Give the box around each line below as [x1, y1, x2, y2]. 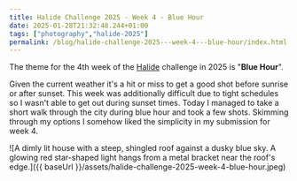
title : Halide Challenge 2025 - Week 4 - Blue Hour [9, 12, 204, 22]
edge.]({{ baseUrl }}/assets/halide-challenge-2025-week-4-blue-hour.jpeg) [9, 162, 286, 172]
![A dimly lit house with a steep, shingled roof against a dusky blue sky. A [9, 143, 277, 154]
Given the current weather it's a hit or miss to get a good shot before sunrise [9, 79, 289, 89]
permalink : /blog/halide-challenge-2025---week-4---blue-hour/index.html [9, 37, 288, 47]
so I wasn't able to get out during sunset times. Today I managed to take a [9, 98, 279, 109]
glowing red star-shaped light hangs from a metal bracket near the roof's [9, 152, 276, 163]
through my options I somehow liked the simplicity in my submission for [9, 117, 270, 127]
